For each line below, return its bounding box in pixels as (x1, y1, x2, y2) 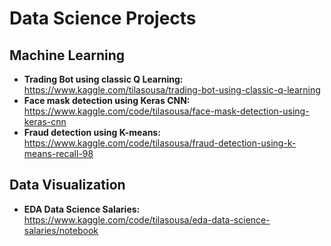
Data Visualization (9, 177, 126, 194)
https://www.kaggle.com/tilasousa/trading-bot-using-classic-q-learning (23, 84, 321, 96)
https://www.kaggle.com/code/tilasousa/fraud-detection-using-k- (23, 137, 297, 149)
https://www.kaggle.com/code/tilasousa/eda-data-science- (23, 213, 271, 226)
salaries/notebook (23, 224, 99, 236)
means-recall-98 (23, 148, 94, 159)
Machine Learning (9, 47, 126, 64)
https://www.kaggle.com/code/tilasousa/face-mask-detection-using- (23, 105, 310, 117)
